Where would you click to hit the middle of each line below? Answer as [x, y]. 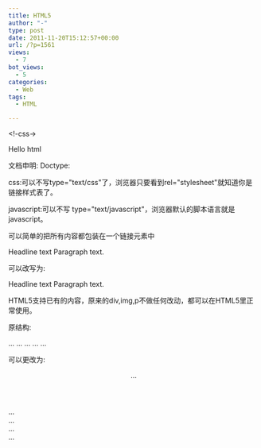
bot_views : [26, 68]
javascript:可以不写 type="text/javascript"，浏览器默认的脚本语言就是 [122, 209]
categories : [28, 82]
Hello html [25, 149]
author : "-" [28, 23]
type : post [26, 30]
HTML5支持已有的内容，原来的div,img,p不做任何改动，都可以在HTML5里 [127, 301]
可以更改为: [27, 360]
